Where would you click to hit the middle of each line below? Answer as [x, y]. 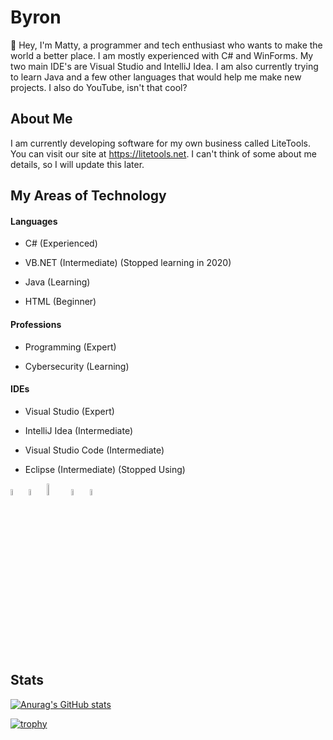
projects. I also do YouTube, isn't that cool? [99, 87]
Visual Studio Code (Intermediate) [94, 450]
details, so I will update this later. [77, 164]
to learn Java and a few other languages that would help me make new [156, 77]
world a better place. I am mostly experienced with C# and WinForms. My [162, 55]
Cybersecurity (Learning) [77, 366]
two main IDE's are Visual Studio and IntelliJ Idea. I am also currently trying [164, 66]
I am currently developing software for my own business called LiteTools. [160, 143]
